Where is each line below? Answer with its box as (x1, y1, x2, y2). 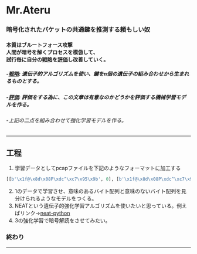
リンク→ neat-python (19, 209, 70, 217)
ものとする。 (11, 77, 42, 85)
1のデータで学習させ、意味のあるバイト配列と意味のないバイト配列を (14, 188, 182, 195)
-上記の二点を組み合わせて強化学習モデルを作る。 (6, 117, 127, 124)
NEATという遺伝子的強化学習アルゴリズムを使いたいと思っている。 (14, 202, 177, 209)
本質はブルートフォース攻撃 (6, 41, 73, 48)
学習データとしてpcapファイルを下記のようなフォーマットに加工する (14, 165, 181, 172)
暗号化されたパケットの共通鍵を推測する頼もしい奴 (6, 26, 151, 34)
